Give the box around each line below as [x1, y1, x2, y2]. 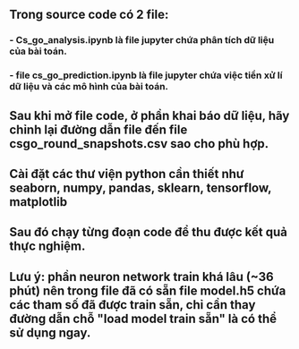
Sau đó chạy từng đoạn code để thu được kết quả [9, 225, 288, 240]
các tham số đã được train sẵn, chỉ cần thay [9, 297, 256, 312]
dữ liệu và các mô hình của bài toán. [9, 81, 168, 93]
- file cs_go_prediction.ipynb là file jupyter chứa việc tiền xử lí [9, 69, 283, 81]
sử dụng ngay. [9, 325, 91, 340]
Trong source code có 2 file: [9, 7, 169, 22]
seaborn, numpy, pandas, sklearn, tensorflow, [9, 181, 272, 196]
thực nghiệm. [9, 239, 86, 254]
